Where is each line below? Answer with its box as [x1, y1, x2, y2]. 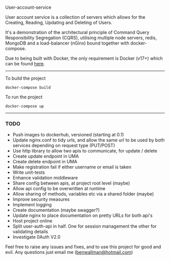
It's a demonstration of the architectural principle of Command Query [5, 29, 150, 35]
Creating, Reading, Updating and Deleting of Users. [5, 20, 112, 25]
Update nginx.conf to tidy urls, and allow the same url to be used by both [12, 137, 165, 143]
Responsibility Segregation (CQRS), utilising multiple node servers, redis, [5, 35, 157, 41]
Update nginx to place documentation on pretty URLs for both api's [12, 212, 153, 218]
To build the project [5, 76, 46, 81]
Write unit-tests [12, 169, 45, 175]
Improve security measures [12, 196, 70, 202]
